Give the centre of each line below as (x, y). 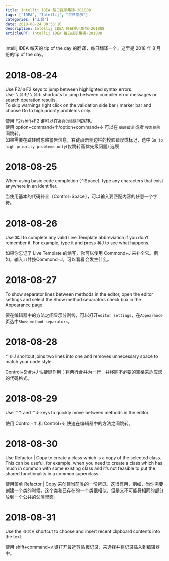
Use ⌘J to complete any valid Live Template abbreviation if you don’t (77, 237)
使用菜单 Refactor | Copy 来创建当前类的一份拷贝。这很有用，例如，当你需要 (84, 484)
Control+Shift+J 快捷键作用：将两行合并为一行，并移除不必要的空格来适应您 (84, 372)
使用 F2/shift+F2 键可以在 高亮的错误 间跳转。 (50, 121)
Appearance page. (24, 305)
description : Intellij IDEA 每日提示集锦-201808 (55, 29)
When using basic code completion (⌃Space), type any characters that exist (84, 181)
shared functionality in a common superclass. (52, 473)
